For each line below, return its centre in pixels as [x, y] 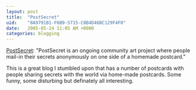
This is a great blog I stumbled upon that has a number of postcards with [95, 68]
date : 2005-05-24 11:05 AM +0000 [50, 28]
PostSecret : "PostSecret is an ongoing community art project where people [98, 50]
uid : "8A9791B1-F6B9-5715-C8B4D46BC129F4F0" [66, 22]
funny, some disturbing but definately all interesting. [70, 81]
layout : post [22, 12]
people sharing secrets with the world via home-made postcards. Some [94, 75]
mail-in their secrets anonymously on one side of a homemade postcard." [96, 57]
